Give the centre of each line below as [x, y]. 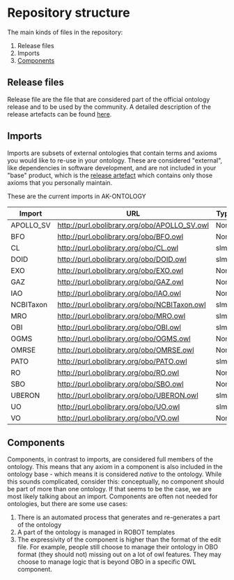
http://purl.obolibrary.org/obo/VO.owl [118, 418]
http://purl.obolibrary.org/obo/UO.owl [119, 406]
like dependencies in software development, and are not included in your [112, 168]
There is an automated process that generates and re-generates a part [119, 517]
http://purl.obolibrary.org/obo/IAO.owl [119, 293]
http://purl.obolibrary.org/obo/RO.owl [118, 373]
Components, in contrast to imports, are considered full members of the [110, 459]
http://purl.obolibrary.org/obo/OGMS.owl [124, 339]
